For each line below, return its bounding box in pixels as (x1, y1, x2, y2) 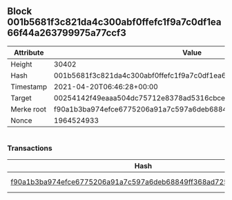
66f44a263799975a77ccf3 (7, 27, 126, 39)
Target (10, 93, 32, 102)
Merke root (10, 104, 47, 113)
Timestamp (10, 82, 48, 91)
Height (10, 59, 32, 69)
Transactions (7, 143, 53, 153)
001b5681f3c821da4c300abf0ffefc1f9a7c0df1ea (7, 17, 222, 28)
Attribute (13, 48, 44, 57)
